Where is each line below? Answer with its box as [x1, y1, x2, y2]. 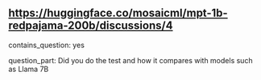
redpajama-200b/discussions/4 [8, 19, 173, 33]
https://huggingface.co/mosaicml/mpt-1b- [8, 6, 228, 20]
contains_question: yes [8, 40, 85, 50]
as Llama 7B [8, 64, 49, 74]
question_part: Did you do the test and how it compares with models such [8, 55, 253, 65]
